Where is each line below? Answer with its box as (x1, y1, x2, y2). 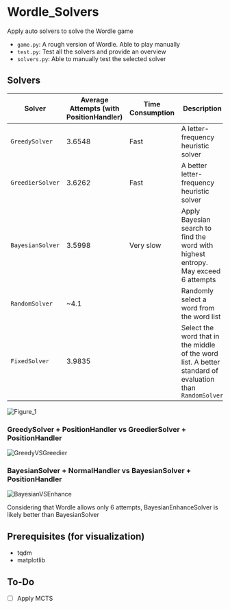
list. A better (181, 357, 220, 367)
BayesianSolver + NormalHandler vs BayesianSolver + (7, 466, 192, 475)
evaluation (181, 374, 215, 384)
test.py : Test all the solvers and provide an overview (16, 47, 166, 56)
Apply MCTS (16, 594, 53, 602)
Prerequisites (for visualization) (7, 530, 145, 542)
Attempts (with (69, 104, 120, 113)
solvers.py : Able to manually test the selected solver (16, 54, 166, 62)
